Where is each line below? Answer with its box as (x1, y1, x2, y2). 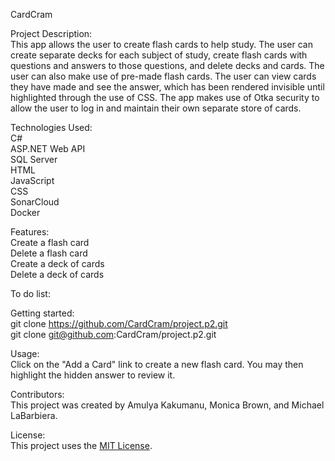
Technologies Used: (10, 122, 93, 133)
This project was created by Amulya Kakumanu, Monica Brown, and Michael (10, 399, 325, 411)
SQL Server (10, 154, 58, 165)
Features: (10, 226, 50, 238)
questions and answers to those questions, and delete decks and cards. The (10, 60, 325, 71)
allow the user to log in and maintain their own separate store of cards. (10, 102, 302, 114)
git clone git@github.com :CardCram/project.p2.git (10, 329, 217, 340)
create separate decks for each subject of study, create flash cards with (10, 49, 308, 61)
